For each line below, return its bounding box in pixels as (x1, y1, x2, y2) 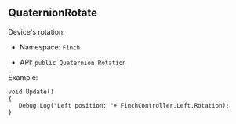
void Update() (8, 88, 55, 96)
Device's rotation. (8, 27, 65, 36)
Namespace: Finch (19, 42, 81, 52)
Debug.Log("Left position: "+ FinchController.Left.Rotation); (18, 101, 230, 109)
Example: (8, 72, 38, 82)
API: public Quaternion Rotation (19, 57, 127, 67)
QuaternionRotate (8, 6, 98, 20)
